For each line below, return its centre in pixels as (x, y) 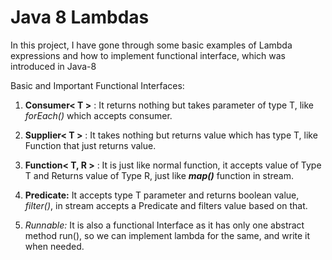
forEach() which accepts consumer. (98, 115)
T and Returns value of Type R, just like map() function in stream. (159, 175)
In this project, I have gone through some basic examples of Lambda (151, 45)
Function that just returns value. (90, 145)
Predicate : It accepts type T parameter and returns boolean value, (162, 195)
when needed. (54, 246)
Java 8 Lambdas (80, 17)
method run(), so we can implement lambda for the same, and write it (167, 235)
